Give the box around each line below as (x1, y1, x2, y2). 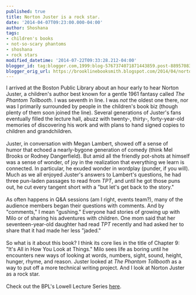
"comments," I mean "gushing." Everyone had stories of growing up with (6, 209, 180, 216)
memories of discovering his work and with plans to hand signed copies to (6, 122, 185, 129)
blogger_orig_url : (6, 68, 51, 74)
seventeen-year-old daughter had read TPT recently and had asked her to (6, 221, 184, 228)
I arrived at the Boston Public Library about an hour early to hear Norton (6, 84, 179, 91)
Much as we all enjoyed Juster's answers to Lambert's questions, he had (6, 171, 181, 178)
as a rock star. (6, 270, 40, 277)
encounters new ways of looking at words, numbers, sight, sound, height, (6, 252, 183, 259)
